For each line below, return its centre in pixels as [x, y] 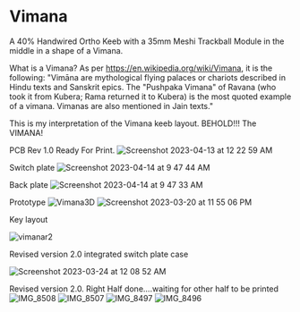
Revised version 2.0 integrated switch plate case [99, 254]
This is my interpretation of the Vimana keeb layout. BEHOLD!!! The [133, 123]
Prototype [28, 202]
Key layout [29, 219]
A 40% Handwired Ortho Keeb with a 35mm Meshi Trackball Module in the [147, 41]
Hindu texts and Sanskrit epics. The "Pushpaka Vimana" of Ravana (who [143, 87]
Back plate [29, 184]
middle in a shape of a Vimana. [66, 50]
